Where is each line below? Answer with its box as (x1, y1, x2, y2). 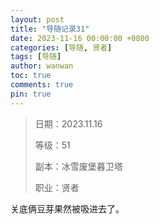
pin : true (10, 89, 52, 99)
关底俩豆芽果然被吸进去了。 (10, 202, 125, 215)
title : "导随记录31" (10, 24, 90, 34)
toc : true (10, 71, 52, 81)
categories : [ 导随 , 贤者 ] (10, 42, 113, 53)
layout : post (10, 14, 65, 25)
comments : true (10, 80, 74, 90)
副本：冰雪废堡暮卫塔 (34, 160, 123, 172)
